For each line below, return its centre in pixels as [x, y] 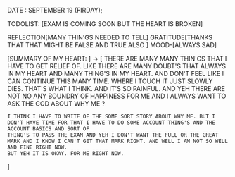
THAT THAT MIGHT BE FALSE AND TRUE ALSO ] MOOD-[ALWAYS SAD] [112, 45]
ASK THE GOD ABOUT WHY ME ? [56, 104]
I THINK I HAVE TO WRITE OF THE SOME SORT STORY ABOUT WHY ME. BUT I [112, 116]
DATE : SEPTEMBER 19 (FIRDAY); [55, 10]
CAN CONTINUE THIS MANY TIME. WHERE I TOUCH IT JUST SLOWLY [110, 81]
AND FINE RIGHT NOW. [38, 147]
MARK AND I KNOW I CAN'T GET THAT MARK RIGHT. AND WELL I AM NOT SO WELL [118, 141]
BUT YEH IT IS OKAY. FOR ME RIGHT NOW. [66, 154]
